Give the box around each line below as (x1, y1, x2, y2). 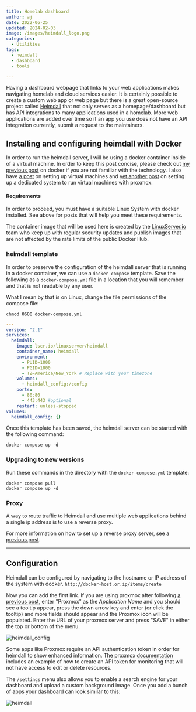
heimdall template (6, 250, 58, 258)
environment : (16, 354, 48, 360)
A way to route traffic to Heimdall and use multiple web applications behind (6, 512, 187, 519)
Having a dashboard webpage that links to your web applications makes (6, 84, 179, 91)
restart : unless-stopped (16, 403, 77, 409)
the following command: (6, 431, 64, 438)
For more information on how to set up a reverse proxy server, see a (6, 530, 170, 537)
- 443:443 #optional (21, 397, 72, 403)
